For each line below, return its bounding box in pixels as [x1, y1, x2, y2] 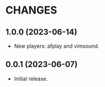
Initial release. [13, 75, 48, 82]
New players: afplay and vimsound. [13, 42, 100, 49]
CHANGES [5, 4, 57, 17]
